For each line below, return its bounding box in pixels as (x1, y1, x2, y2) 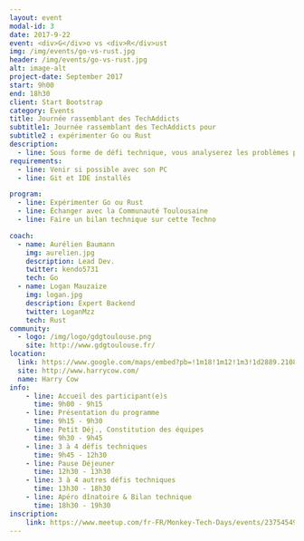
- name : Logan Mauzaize (17, 282, 107, 291)
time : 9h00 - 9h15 (33, 400, 103, 409)
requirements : (9, 156, 63, 166)
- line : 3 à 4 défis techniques (25, 441, 147, 451)
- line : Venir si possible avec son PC (17, 165, 168, 174)
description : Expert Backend (25, 298, 136, 308)
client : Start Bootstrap (9, 97, 103, 107)
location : (9, 350, 47, 359)
